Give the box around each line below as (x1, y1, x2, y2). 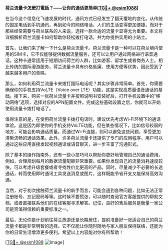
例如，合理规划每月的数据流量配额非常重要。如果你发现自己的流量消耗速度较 (5, 158, 163, 164)
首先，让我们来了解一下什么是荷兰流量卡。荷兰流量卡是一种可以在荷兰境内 (5, 45, 158, 50)
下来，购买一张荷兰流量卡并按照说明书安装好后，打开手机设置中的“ (18, 93, 156, 99)
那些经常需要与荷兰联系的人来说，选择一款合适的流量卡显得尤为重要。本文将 (5, 28, 163, 34)
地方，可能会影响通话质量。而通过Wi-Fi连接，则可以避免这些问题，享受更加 (5, 128, 161, 134)
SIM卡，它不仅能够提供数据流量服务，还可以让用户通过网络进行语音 (13, 51, 153, 57)
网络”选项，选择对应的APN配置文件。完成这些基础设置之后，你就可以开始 (9, 99, 161, 105)
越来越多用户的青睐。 (5, 70, 49, 75)
